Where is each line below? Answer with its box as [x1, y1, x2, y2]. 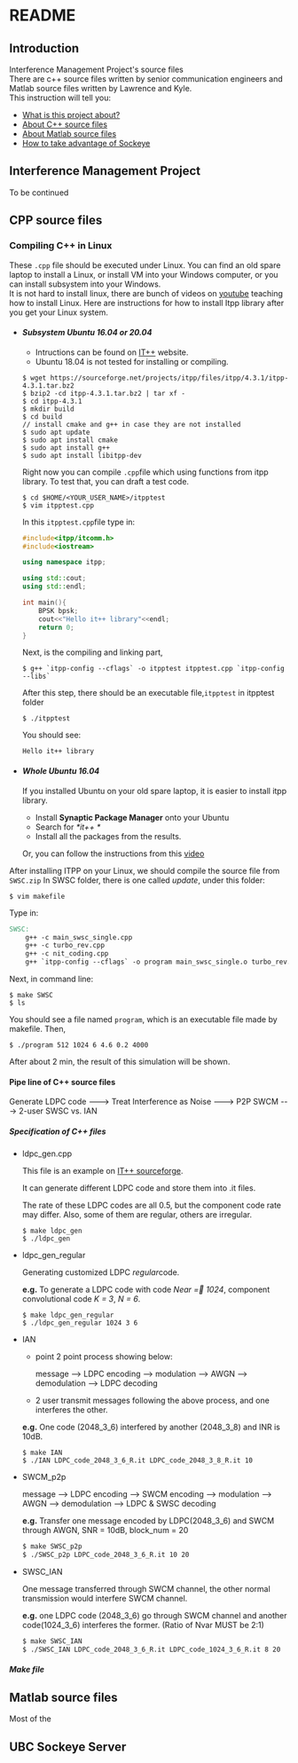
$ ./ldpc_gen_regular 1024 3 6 [21, 1318, 138, 1327]
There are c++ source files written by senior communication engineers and [9, 74, 284, 84]
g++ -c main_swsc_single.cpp [25, 933, 133, 941]
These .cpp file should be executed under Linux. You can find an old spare [9, 259, 281, 271]
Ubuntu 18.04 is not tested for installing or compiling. [35, 356, 229, 366]
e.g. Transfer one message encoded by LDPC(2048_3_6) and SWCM [21, 1515, 275, 1526]
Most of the [9, 1713, 51, 1724]
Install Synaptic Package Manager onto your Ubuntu [35, 812, 230, 822]
